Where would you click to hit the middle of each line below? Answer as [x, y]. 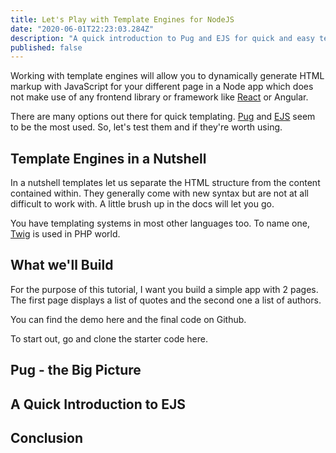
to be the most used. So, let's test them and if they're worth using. [146, 127]
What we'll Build [62, 265]
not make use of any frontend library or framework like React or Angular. [159, 97]
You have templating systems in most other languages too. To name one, [160, 223]
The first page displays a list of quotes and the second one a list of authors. [166, 300]
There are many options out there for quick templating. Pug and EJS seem [163, 117]
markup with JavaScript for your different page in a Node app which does [162, 87]
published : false [46, 47]
